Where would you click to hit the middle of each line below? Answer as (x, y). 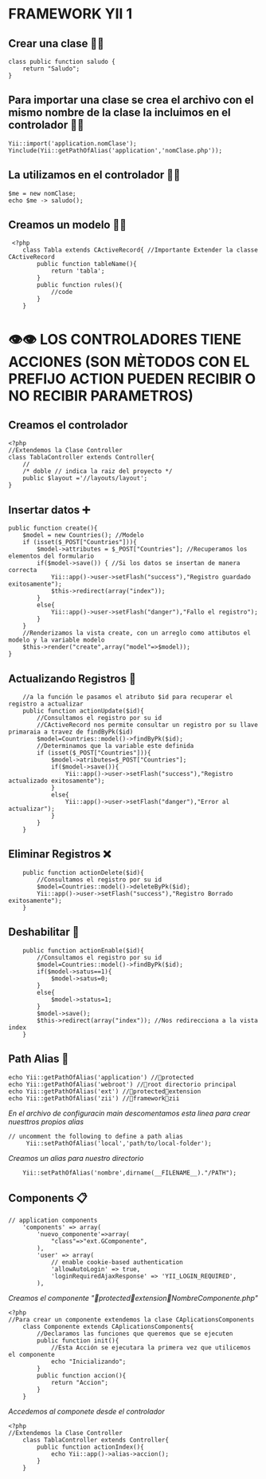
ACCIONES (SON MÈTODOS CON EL (129, 362)
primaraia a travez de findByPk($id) (71, 732)
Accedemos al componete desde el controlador (86, 1412)
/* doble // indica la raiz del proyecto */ (98, 471)
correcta (23, 571)
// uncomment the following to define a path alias (96, 1136)
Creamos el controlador (68, 425)
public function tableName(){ (87, 264)
